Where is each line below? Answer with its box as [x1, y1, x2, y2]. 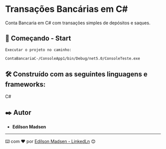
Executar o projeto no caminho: [5, 47, 72, 52]
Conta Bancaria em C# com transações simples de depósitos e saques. [5, 20, 151, 26]
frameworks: [5, 80, 46, 89]
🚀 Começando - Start [5, 34, 71, 43]
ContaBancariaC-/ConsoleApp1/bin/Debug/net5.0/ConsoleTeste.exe [5, 56, 140, 61]
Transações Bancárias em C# [5, 3, 128, 15]
